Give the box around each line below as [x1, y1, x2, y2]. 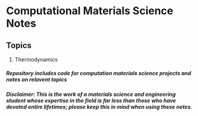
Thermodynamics [14, 56, 58, 63]
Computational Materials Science [6, 4, 174, 18]
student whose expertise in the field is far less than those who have [6, 96, 176, 104]
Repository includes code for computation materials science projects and [6, 69, 191, 76]
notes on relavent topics [6, 76, 67, 83]
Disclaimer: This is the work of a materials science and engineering [6, 91, 176, 98]
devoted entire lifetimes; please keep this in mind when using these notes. [6, 103, 193, 110]
